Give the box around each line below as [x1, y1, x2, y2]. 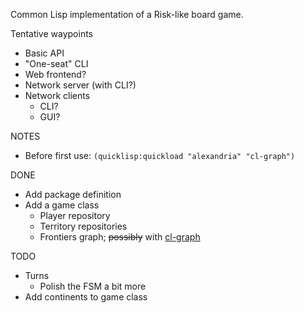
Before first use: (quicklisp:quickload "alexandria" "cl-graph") [24, 150, 296, 161]
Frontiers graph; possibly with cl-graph [39, 231, 201, 243]
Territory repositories [39, 220, 128, 232]
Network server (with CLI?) [24, 79, 137, 91]
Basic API [24, 47, 65, 59]
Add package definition [24, 189, 122, 200]
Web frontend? [24, 69, 87, 80]
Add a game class [24, 199, 100, 211]
